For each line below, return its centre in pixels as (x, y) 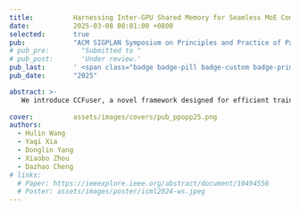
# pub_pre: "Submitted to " (75, 51)
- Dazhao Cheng (46, 166)
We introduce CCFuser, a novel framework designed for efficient (145, 100)
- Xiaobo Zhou (43, 158)
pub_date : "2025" (54, 76)
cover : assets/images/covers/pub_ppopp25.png (113, 117)
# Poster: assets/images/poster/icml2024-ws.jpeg (111, 192)
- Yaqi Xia (37, 142)
